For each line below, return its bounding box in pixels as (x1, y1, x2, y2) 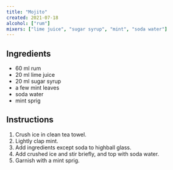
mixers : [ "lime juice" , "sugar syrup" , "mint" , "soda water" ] (6, 26, 168, 32)
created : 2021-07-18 (6, 15, 59, 21)
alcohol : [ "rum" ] (6, 20, 51, 26)
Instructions (6, 115, 54, 125)
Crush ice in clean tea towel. (15, 130, 86, 138)
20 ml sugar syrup (15, 77, 62, 85)
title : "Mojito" (6, 9, 48, 15)
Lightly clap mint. (15, 137, 59, 144)
